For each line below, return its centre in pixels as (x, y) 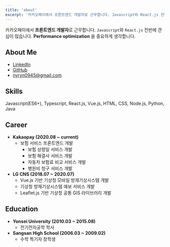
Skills (14, 91)
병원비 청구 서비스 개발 (50, 168)
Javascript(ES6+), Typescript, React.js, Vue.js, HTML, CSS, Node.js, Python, (85, 103)
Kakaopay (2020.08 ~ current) (46, 137)
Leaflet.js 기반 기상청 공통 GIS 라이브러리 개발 (66, 193)
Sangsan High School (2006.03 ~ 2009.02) (59, 233)
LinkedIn (22, 64)
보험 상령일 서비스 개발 (50, 149)
